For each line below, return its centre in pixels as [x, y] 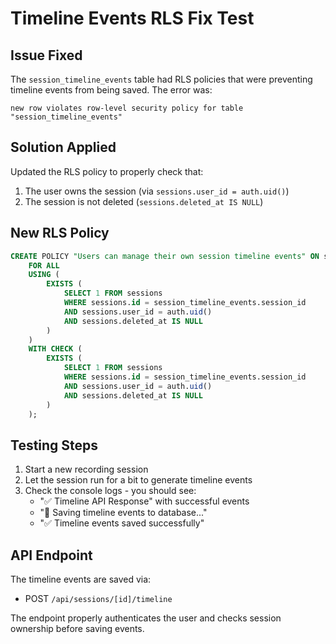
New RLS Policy [60, 233]
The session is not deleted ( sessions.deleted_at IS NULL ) [144, 201]
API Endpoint [51, 555]
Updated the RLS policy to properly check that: [107, 171]
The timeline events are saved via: [81, 579]
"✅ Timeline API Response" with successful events [144, 501]
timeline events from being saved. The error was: [111, 90]
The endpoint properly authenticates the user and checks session [146, 618]
